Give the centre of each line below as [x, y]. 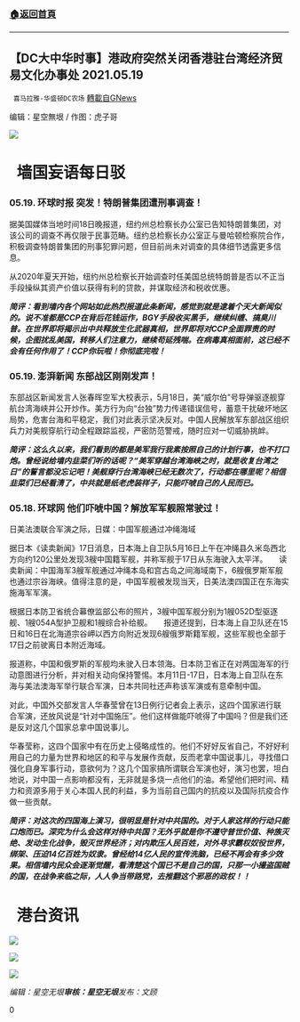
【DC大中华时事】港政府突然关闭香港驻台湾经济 [140, 58]
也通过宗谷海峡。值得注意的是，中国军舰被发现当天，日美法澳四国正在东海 [145, 581]
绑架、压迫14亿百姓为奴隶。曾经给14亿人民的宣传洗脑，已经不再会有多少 [142, 854]
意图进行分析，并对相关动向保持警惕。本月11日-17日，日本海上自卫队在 [146, 675]
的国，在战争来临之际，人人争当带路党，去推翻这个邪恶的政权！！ [130, 876]
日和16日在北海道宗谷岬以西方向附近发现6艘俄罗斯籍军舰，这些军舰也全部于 [148, 634]
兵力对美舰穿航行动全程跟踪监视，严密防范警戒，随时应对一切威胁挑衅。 [141, 430]
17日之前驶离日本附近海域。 [60, 645]
